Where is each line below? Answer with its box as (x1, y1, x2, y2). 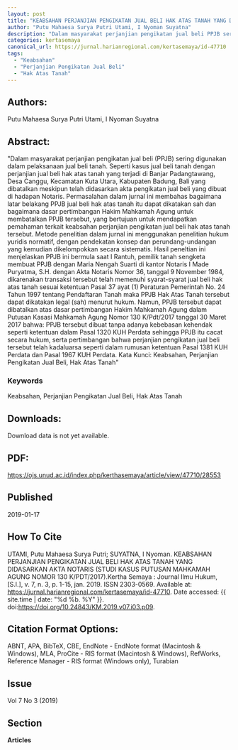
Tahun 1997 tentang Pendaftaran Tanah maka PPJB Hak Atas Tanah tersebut (7, 290, 230, 299)
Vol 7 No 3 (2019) (7, 697, 58, 705)
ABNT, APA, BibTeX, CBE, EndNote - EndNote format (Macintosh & (7, 642, 201, 651)
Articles (7, 736, 32, 744)
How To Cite (7, 531, 62, 543)
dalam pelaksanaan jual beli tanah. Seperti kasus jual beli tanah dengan (7, 162, 215, 170)
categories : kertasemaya (7, 37, 81, 44)
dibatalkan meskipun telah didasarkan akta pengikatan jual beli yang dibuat (7, 185, 227, 193)
